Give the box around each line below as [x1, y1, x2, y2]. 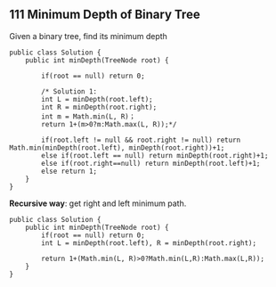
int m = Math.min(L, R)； [41, 111, 136, 121]
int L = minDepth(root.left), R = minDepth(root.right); [41, 238, 256, 248]
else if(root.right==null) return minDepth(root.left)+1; [41, 159, 261, 168]
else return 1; [41, 167, 98, 176]
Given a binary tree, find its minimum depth [9, 30, 167, 41]
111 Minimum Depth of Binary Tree [9, 7, 200, 22]
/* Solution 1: [41, 86, 98, 96]
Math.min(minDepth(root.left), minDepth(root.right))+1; [9, 143, 225, 152]
